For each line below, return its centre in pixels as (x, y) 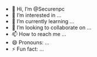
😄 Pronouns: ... (31, 42)
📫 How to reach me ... (39, 34)
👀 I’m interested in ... (36, 15)
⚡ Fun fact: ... (28, 49)
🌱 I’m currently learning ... (43, 21)
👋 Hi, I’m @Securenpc (38, 9)
